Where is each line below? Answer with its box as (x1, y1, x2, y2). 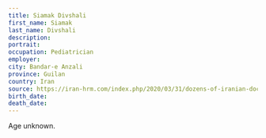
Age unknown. (8, 121, 55, 131)
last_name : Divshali (8, 26, 77, 34)
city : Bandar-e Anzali (8, 63, 83, 71)
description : (8, 33, 51, 42)
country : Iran (8, 77, 55, 85)
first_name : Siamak (8, 19, 73, 27)
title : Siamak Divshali (8, 11, 87, 20)
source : (8, 84, 34, 93)
